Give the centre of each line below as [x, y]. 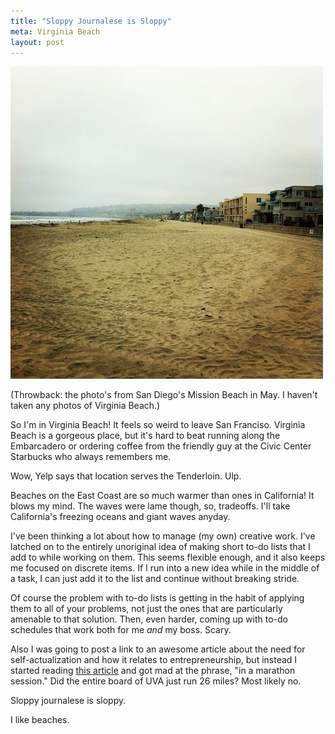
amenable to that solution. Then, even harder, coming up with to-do [149, 619]
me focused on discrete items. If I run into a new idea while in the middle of [165, 568]
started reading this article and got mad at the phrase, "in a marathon [153, 671]
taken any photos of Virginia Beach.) [85, 406]
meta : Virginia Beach [55, 31]
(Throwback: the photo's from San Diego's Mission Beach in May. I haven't [164, 395]
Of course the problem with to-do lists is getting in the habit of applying [157, 598]
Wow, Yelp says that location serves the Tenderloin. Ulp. [126, 476]
